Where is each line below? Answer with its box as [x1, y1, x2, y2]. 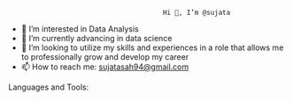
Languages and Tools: [8, 82, 89, 92]
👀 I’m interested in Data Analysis [20, 24, 139, 34]
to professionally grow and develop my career [20, 52, 189, 61]
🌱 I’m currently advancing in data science [20, 33, 173, 43]
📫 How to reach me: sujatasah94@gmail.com [20, 61, 189, 72]
